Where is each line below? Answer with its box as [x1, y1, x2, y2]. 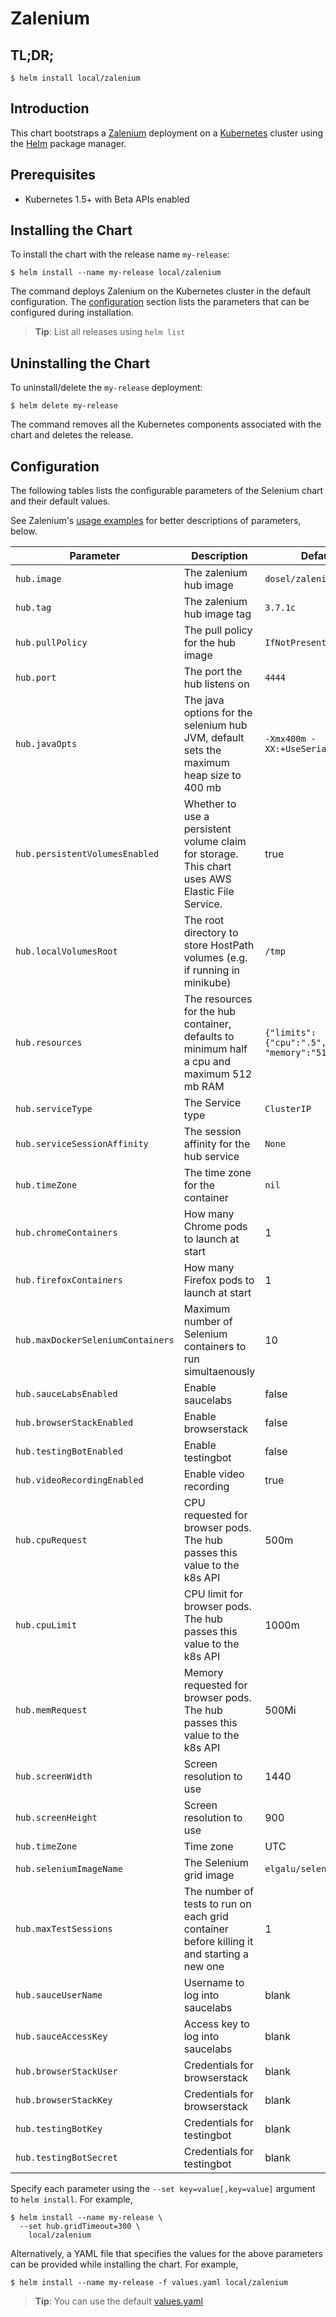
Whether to [183, 797, 237, 811]
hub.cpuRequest [15, 1535, 88, 1546]
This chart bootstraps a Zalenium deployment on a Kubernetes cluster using [10, 127, 324, 139]
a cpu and [183, 1055, 231, 1069]
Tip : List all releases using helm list [34, 326, 186, 338]
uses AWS [183, 872, 232, 886]
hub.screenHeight [15, 1812, 98, 1824]
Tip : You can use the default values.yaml [34, 2295, 203, 2307]
